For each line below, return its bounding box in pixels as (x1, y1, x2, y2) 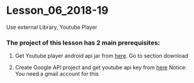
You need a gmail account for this (15, 70, 99, 78)
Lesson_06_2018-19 (6, 4, 109, 17)
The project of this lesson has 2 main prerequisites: (6, 38, 160, 47)
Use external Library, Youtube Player (6, 23, 98, 31)
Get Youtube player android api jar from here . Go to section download (15, 52, 189, 60)
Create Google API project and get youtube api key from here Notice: (15, 64, 187, 71)
